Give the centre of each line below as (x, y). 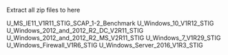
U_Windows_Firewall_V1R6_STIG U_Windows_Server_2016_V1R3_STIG (105, 45)
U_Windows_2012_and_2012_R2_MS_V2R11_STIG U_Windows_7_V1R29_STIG (114, 38)
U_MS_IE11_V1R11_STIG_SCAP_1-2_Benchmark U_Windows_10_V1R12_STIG (110, 23)
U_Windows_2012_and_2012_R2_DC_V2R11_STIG (75, 31)
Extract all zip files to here (43, 10)
